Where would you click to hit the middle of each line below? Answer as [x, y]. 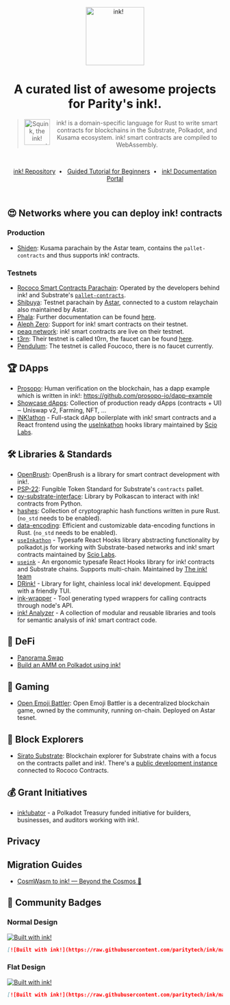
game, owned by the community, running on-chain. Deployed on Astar [116, 710]
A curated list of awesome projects [115, 89]
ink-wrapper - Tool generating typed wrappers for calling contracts [112, 598]
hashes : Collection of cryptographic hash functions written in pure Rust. [118, 510]
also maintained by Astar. [53, 309]
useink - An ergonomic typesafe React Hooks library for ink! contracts [116, 562]
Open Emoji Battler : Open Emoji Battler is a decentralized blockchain [113, 703]
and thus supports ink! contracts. [93, 255]
